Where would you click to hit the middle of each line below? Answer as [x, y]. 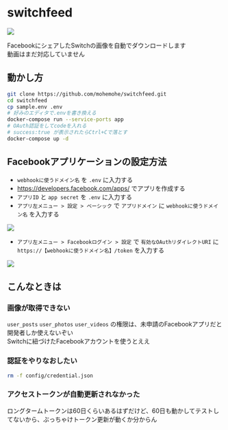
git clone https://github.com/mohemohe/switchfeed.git [87, 94]
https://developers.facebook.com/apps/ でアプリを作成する [101, 188]
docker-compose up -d [38, 139]
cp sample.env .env [35, 107]
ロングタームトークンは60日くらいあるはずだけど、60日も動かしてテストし [113, 411]
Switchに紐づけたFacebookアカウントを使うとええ [79, 341]
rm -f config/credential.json [50, 376]
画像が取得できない [39, 308]
